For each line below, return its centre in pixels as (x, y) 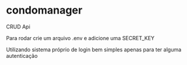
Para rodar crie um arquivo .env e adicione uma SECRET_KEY (80, 38)
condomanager (44, 10)
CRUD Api (18, 27)
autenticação (22, 56)
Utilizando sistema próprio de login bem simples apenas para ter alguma (94, 49)
